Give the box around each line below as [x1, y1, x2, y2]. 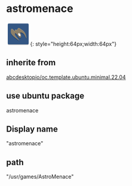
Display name [6, 124, 58, 134]
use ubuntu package [6, 91, 85, 101]
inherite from [6, 57, 56, 68]
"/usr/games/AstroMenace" [6, 173, 74, 181]
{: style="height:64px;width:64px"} [30, 40, 117, 47]
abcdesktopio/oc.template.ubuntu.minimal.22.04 [6, 74, 127, 81]
